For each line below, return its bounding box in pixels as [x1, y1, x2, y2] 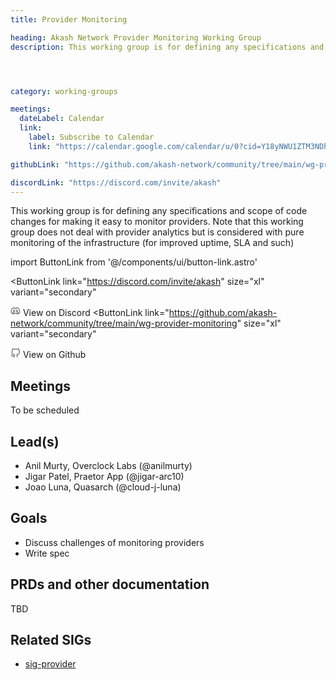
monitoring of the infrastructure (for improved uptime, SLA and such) [10, 237, 295, 249]
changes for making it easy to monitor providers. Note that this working [10, 216, 304, 228]
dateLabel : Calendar [19, 114, 105, 124]
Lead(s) [10, 433, 60, 450]
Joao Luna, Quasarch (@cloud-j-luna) [24, 481, 182, 493]
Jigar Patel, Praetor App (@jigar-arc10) [24, 471, 185, 482]
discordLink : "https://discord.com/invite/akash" [10, 177, 222, 188]
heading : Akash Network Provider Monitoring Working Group [10, 32, 262, 43]
